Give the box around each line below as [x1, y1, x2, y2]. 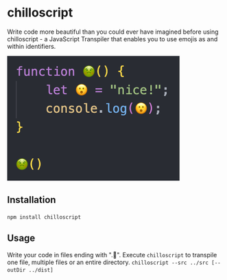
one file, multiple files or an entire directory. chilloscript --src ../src [7, 258, 209, 266]
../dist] [28, 266, 53, 273]
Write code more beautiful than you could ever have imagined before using [7, 28, 219, 36]
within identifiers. [7, 42, 56, 50]
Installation [7, 194, 56, 206]
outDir [7, 266, 26, 273]
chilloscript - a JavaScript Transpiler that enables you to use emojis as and [7, 34, 218, 43]
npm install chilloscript [7, 213, 81, 221]
